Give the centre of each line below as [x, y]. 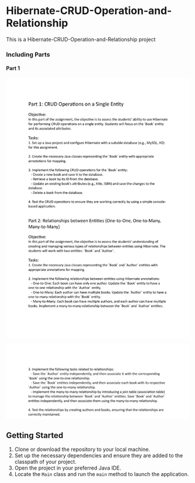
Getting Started [35, 435]
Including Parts [28, 54]
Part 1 [13, 68]
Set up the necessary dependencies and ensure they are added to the [99, 455]
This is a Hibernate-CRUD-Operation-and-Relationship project [81, 39]
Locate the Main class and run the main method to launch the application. [102, 474]
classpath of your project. [46, 461]
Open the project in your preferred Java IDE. [68, 468]
